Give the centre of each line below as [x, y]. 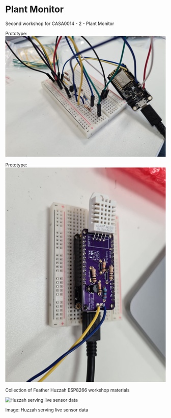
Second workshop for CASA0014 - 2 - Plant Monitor [60, 23]
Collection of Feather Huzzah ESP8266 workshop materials [67, 390]
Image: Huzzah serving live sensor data [47, 410]
